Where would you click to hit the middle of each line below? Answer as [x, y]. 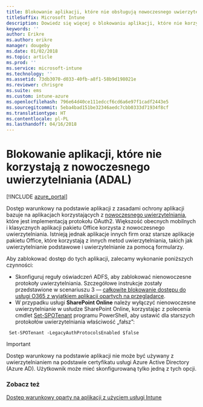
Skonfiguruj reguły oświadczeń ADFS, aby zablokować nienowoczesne [103, 277]
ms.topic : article [29, 57]
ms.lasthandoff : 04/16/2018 [42, 125]
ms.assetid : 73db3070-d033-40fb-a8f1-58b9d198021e [71, 79]
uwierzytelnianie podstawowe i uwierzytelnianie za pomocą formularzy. [95, 247]
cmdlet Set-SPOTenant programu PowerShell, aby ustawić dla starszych [105, 316]
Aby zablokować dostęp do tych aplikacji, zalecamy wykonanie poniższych [100, 259]
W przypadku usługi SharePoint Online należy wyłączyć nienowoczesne [105, 302]
